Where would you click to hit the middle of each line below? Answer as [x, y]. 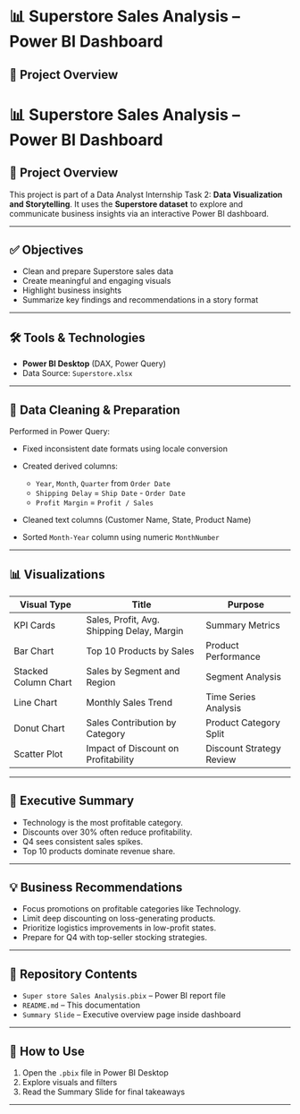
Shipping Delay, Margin [135, 630]
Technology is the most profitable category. [102, 822]
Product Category [243, 723]
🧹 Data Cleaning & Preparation [95, 410]
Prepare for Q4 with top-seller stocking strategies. [115, 938]
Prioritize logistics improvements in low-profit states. [119, 928]
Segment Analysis [243, 676]
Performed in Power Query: [59, 432]
